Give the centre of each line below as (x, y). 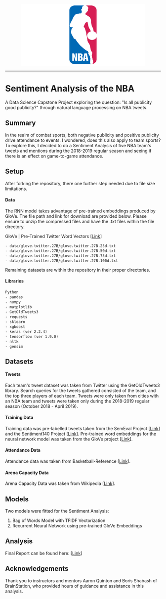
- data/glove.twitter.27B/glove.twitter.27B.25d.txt (61, 246)
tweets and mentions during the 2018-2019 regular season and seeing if (78, 151)
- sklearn (15, 322)
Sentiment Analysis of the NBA (70, 89)
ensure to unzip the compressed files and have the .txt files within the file (80, 221)
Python (12, 292)
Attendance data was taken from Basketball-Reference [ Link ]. (68, 461)
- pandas (14, 297)
